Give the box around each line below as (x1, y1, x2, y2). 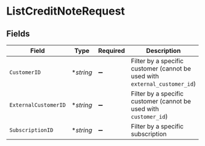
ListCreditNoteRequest (6, 4, 125, 18)
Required (98, 47, 125, 55)
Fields (6, 29, 31, 39)
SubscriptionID (9, 127, 54, 133)
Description (146, 47, 181, 55)
